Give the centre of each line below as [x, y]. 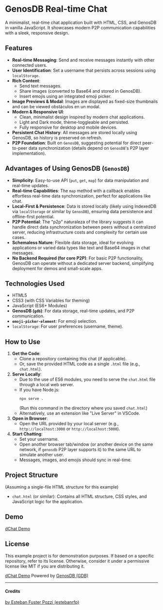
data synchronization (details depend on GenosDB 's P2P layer [89, 148]
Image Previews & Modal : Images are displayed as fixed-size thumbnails [85, 101]
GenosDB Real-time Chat [56, 9]
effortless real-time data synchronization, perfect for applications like [81, 196]
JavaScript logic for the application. [48, 501]
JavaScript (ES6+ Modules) [40, 306]
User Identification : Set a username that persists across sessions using [84, 70]
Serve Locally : [27, 374]
